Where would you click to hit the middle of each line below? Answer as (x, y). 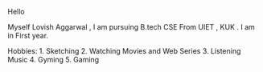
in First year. (28, 36)
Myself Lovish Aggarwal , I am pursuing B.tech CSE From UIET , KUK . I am (131, 27)
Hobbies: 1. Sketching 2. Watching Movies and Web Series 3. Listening (124, 51)
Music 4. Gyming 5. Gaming (53, 60)
